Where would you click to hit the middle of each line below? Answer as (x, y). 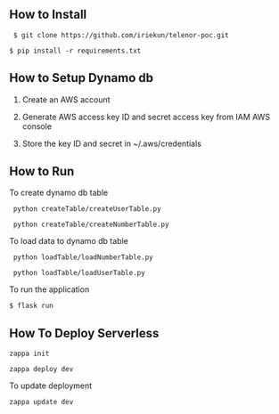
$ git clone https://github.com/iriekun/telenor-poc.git (121, 35)
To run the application (49, 289)
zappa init (29, 354)
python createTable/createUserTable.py (87, 209)
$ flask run (31, 306)
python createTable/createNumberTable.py (91, 225)
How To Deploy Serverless (84, 333)
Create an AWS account (66, 99)
